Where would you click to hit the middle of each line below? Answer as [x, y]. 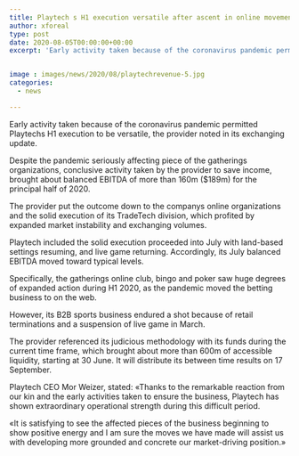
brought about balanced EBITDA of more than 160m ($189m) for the [133, 179]
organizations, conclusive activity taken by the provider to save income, [141, 169]
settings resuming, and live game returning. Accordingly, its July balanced [145, 251]
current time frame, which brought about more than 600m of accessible [141, 350]
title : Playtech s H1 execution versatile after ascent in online [135, 17]
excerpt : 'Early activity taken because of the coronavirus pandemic [141, 51]
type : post [29, 34]
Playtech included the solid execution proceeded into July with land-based [146, 242]
